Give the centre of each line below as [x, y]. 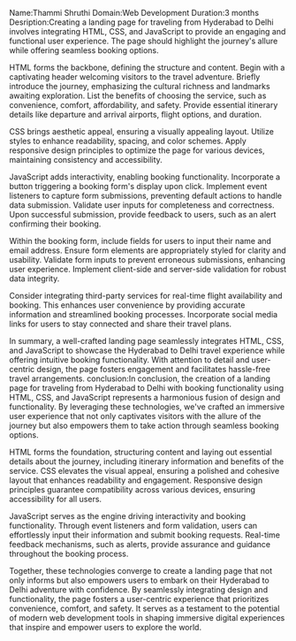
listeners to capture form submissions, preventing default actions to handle [146, 195]
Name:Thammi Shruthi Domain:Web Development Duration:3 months [134, 13]
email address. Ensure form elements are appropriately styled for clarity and [148, 250]
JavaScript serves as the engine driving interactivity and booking [127, 516]
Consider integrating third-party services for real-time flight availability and [146, 296]
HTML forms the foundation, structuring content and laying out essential [140, 452]
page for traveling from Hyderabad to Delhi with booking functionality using [147, 388]
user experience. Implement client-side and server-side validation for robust [148, 269]
